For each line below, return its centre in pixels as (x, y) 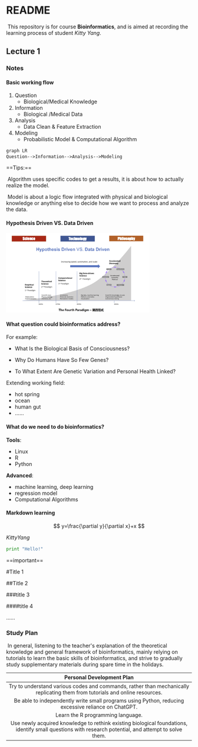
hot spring (27, 394)
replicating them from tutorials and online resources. (99, 692)
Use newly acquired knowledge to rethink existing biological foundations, (99, 723)
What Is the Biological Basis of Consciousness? (72, 348)
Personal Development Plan (99, 677)
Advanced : (20, 475)
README (28, 10)
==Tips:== (19, 168)
